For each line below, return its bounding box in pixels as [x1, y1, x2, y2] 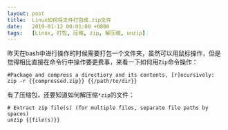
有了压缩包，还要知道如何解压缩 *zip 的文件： [7, 91, 135, 99]
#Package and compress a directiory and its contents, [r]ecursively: [7, 72, 215, 79]
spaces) [7, 111, 30, 118]
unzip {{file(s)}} [7, 117, 60, 124]
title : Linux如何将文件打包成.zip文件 [7, 17, 112, 24]
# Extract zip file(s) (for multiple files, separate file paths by [7, 104, 209, 111]
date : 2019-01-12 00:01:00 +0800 [7, 23, 110, 30]
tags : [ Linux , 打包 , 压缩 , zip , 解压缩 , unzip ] [7, 29, 146, 37]
